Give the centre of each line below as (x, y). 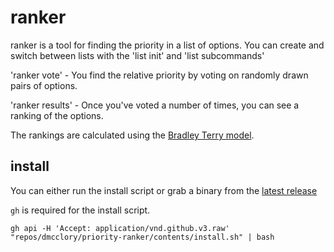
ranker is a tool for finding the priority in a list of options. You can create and (167, 45)
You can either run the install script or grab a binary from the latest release (164, 190)
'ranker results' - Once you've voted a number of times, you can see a (155, 105)
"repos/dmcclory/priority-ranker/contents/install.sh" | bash (142, 237)
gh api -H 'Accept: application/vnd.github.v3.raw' (120, 228)
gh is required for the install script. (80, 210)
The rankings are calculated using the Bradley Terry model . (132, 135)
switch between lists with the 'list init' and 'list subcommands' (137, 55)
